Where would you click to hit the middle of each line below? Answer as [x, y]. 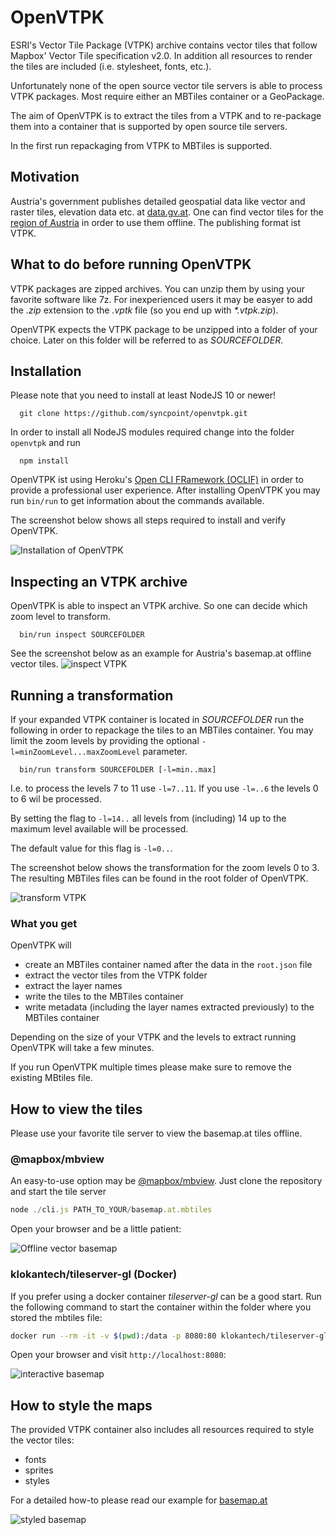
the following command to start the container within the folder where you [161, 1307]
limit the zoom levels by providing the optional [105, 740]
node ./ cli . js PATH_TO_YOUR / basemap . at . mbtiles [111, 1210]
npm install [44, 461]
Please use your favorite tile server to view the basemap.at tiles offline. [156, 1133]
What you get [44, 923]
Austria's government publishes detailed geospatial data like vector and [158, 201]
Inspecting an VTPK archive [99, 581]
